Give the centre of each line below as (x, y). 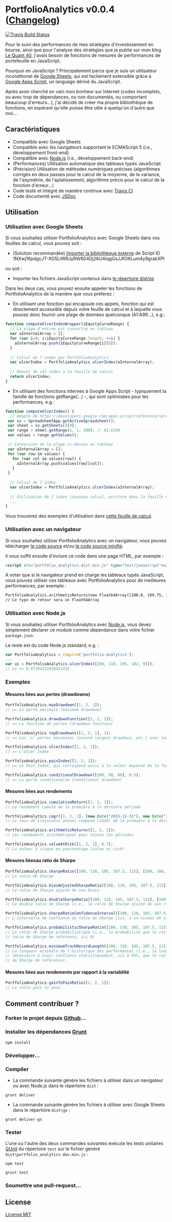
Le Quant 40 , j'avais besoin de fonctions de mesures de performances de (83, 55)
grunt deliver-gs (24, 1119)
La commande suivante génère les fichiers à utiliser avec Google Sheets (89, 1104)
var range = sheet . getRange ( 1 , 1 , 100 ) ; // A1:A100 (64, 430)
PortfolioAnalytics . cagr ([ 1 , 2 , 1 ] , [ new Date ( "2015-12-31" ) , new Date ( (84, 816)
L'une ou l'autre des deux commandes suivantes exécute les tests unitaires (84, 1144)
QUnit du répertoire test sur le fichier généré (53, 1149)
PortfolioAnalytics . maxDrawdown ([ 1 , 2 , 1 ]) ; (53, 705)
